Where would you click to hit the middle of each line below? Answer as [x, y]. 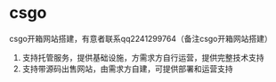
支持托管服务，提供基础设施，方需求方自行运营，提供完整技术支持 [143, 57]
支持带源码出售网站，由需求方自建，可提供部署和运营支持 [127, 69]
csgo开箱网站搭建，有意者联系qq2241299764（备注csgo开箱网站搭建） [141, 38]
